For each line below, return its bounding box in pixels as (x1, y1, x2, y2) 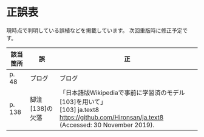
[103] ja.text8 (59, 105, 100, 114)
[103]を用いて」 (59, 98, 107, 106)
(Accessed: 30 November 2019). (59, 121, 155, 129)
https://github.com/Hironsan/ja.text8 (59, 113, 164, 121)
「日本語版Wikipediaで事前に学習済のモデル (59, 89, 185, 97)
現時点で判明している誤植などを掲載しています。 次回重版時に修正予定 (6, 27, 183, 34)
